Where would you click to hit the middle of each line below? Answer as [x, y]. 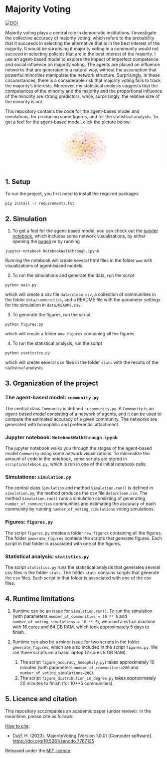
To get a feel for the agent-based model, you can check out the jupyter [85, 231]
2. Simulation [26, 219]
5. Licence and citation [41, 699]
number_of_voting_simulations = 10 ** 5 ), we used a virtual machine [84, 621]
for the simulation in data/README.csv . [44, 305]
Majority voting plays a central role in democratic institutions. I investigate [81, 32]
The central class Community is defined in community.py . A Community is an [80, 408]
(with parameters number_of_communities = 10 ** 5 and [70, 616]
